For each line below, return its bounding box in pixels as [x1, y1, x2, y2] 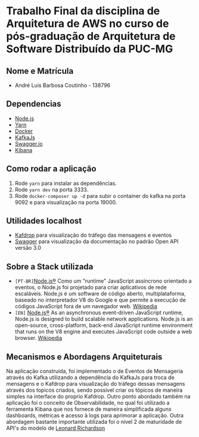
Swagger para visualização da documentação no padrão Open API [14, 238, 179, 245]
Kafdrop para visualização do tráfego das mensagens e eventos [14, 231, 172, 239]
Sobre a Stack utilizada [6, 261, 94, 272]
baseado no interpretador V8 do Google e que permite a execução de [14, 296, 186, 303]
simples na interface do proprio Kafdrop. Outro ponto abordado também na [6, 393, 191, 400]
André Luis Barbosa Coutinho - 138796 [14, 82, 111, 89]
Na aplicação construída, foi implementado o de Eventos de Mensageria [6, 368, 184, 375]
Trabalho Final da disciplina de [6, 4, 160, 18]
